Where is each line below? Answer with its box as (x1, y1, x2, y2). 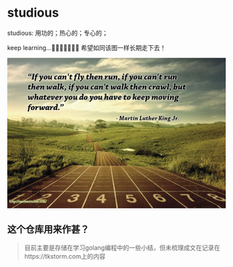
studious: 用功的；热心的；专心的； (7, 29, 109, 37)
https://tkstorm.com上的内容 (24, 252, 106, 260)
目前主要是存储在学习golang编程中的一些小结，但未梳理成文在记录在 (24, 243, 221, 252)
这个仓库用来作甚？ (7, 224, 89, 236)
